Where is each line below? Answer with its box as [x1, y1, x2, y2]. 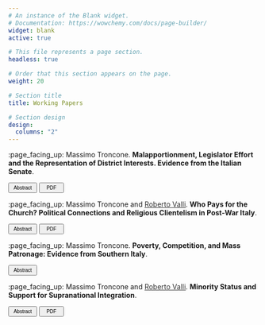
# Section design [8, 113, 66, 122]
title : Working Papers [8, 99, 83, 107]
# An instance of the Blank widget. [8, 11, 129, 20]
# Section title [8, 91, 62, 99]
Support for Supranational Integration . [8, 291, 137, 300]
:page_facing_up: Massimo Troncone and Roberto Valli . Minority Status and [8, 282, 256, 292]
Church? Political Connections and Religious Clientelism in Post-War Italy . [8, 208, 258, 218]
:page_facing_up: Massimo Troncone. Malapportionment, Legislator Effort [8, 150, 254, 160]
